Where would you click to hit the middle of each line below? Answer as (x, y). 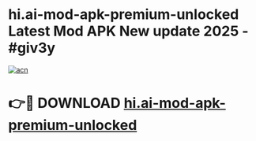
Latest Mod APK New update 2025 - (128, 31)
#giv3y (32, 48)
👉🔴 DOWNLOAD (64, 103)
